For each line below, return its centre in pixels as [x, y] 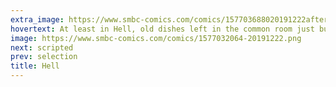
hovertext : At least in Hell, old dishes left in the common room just [162, 29]
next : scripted [42, 47]
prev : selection [44, 57]
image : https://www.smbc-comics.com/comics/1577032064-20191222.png [156, 38]
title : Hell [35, 66]
